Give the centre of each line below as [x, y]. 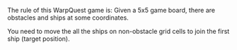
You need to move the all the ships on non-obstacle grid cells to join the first [118, 31]
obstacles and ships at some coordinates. [68, 18]
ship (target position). [39, 39]
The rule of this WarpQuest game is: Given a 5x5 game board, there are [111, 10]
